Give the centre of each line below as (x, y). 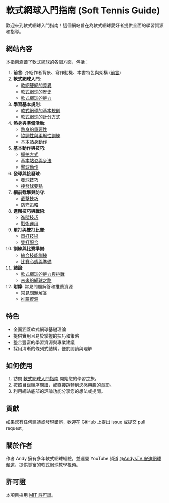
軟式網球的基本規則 (40, 110)
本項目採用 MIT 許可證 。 (31, 495)
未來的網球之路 (36, 280)
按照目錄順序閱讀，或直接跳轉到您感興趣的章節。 (63, 385)
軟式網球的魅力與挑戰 (42, 274)
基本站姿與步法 (36, 160)
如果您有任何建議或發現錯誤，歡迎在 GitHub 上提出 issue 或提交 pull (76, 422)
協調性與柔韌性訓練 (40, 135)
